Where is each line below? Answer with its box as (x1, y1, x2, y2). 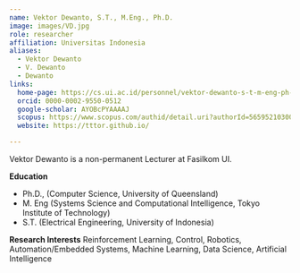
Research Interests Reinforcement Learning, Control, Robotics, (9, 235, 242, 244)
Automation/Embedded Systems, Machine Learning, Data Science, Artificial (9, 243, 287, 254)
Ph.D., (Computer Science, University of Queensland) (21, 189, 219, 199)
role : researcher (9, 30, 74, 38)
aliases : (9, 47, 42, 55)
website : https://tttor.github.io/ (17, 122, 150, 131)
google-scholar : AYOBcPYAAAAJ (17, 105, 129, 114)
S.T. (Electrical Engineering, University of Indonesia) (21, 217, 214, 227)
